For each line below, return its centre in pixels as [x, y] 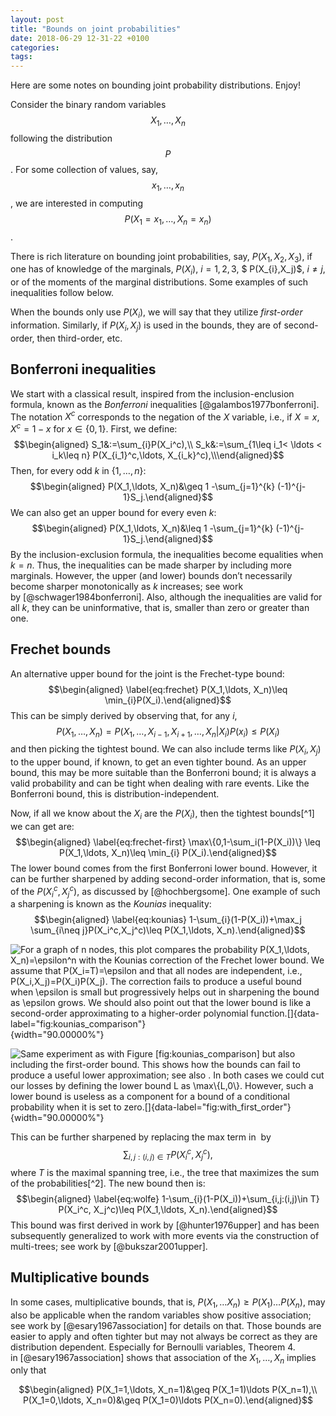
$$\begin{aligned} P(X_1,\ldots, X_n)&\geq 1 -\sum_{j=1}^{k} [152, 486]
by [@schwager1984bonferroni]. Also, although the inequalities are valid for [166, 597]
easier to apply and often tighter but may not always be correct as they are [164, 1336]
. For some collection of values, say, [84, 169]
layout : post [37, 19]
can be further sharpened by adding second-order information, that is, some [168, 879]
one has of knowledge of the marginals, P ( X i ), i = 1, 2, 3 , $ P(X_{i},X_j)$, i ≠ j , [168, 270]
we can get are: [42, 827]
